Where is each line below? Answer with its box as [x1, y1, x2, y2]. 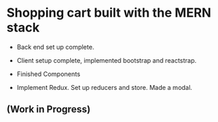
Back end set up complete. [16, 43, 95, 51]
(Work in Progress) [6, 103, 91, 116]
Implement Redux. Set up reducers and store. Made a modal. [16, 83, 193, 91]
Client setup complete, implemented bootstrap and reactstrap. [16, 56, 197, 64]
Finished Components [16, 70, 81, 78]
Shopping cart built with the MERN [6, 5, 212, 21]
